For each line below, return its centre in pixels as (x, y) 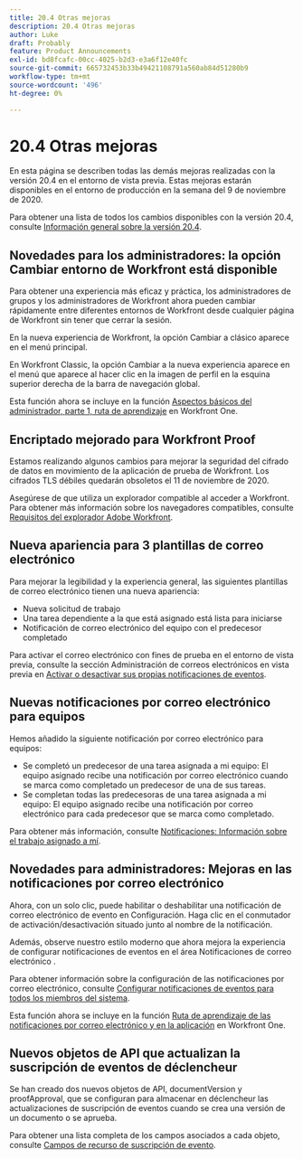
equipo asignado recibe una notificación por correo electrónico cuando (155, 775)
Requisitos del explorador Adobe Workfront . (91, 517)
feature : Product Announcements (70, 52)
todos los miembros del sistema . (70, 998)
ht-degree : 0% (36, 93)
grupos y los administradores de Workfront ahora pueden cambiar (133, 301)
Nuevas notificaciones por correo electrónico (140, 703)
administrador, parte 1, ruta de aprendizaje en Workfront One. (123, 411)
